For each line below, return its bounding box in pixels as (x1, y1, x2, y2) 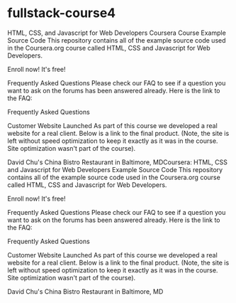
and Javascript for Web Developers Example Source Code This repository (7, 165, 223, 174)
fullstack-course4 (7, 5, 116, 21)
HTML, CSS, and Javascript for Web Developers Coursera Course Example (7, 28, 227, 37)
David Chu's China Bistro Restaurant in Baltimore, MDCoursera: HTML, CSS (7, 158, 228, 166)
